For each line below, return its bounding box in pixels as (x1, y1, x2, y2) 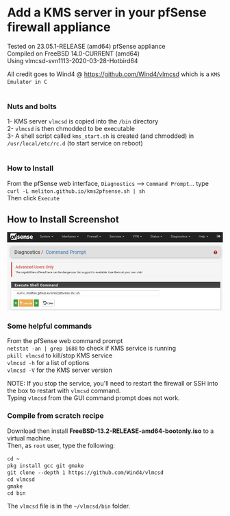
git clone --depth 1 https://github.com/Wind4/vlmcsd (7, 469, 164, 476)
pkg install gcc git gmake (7, 462, 84, 469)
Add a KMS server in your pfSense (7, 5, 207, 21)
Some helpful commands (7, 321, 92, 331)
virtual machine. (7, 434, 53, 442)
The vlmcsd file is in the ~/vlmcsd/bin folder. (7, 502, 131, 510)
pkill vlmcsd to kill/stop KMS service (7, 351, 113, 360)
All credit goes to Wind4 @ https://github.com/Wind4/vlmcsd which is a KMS (7, 70, 220, 78)
